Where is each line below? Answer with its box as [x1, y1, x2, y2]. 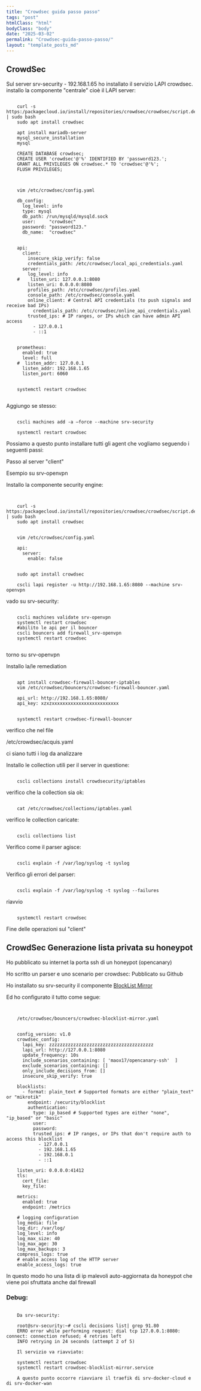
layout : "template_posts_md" [6, 43, 79, 49]
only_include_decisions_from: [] [22, 1068, 106, 1074]
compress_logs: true [17, 1251, 68, 1257]
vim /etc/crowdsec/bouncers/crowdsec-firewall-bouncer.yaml [17, 684, 170, 690]
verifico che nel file [6, 726, 54, 734]
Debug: [6, 1293, 28, 1302]
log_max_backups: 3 [17, 1246, 66, 1252]
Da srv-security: [17, 1312, 60, 1318]
